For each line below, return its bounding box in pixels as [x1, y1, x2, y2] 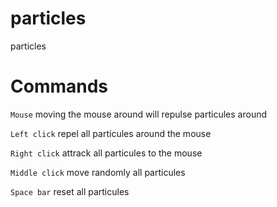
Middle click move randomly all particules [10, 166, 186, 178]
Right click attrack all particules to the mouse [10, 147, 203, 159]
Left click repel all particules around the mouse [10, 127, 212, 139]
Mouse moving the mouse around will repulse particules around [10, 108, 268, 120]
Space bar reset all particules [10, 185, 130, 197]
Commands [10, 75, 109, 98]
